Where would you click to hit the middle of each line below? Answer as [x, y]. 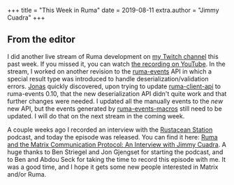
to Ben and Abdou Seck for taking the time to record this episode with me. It [116, 159]
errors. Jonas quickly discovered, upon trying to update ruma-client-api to [114, 86]
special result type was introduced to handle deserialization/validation [108, 78]
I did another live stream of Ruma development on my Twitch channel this [113, 56]
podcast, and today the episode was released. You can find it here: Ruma [112, 137]
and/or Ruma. [27, 174]
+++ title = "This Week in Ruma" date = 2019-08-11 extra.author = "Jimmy [113, 10]
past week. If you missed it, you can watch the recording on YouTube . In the [116, 64]
